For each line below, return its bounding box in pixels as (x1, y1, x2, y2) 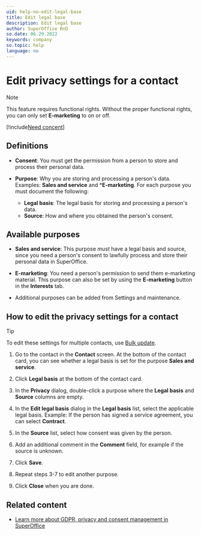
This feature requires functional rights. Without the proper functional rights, (6, 105, 193, 112)
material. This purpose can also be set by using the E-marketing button (14, 276, 193, 283)
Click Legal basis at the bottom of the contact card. (14, 375, 143, 382)
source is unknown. (14, 447, 64, 454)
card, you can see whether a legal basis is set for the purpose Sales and (14, 357, 194, 364)
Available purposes (6, 229, 80, 239)
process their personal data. (14, 163, 85, 170)
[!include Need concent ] (6, 123, 65, 130)
